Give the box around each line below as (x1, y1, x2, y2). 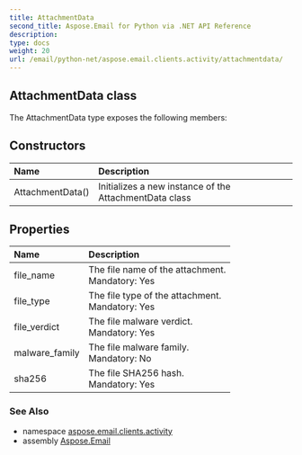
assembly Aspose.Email (22, 435, 111, 446)
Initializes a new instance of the (98, 180, 231, 192)
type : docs (9, 38, 50, 48)
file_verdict (13, 321, 60, 334)
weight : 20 (9, 47, 50, 56)
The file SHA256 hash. (88, 367, 184, 379)
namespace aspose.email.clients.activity (22, 425, 173, 436)
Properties (9, 222, 70, 237)
